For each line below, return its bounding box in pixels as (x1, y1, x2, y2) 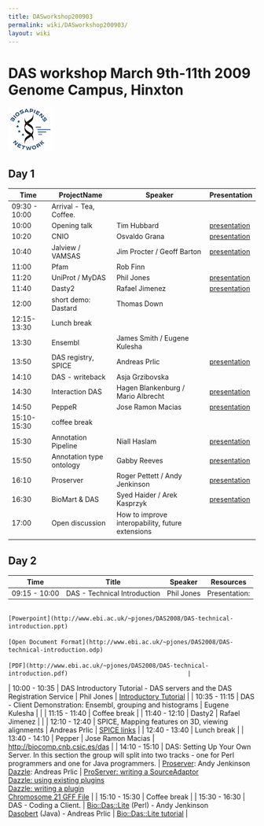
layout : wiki (8, 29, 51, 37)
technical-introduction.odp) (8, 646, 104, 655)
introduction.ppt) (8, 622, 68, 631)
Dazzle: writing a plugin (8, 784, 85, 794)
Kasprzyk (116, 499, 148, 508)
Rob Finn (116, 262, 145, 271)
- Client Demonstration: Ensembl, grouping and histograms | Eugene (8, 700, 229, 710)
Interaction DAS (51, 387, 102, 396)
